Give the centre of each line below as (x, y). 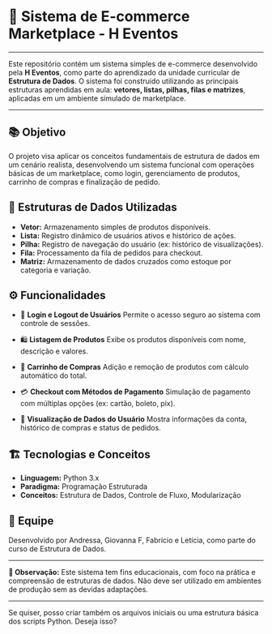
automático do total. (53, 375)
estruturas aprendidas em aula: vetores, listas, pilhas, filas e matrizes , (127, 89)
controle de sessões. (55, 323)
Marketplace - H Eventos (93, 34)
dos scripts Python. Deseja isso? (63, 621)
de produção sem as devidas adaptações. (78, 589)
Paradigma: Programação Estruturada (84, 486)
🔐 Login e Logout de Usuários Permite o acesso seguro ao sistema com (140, 315)
